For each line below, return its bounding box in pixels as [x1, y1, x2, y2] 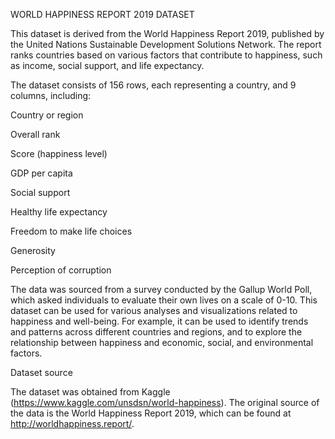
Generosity [10, 245, 56, 256]
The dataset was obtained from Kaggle [10, 386, 171, 398]
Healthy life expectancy [10, 206, 108, 218]
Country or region [10, 109, 84, 121]
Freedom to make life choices [10, 225, 133, 237]
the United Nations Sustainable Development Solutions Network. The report [10, 39, 322, 50]
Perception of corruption [10, 264, 112, 276]
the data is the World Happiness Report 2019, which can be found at [10, 407, 292, 419]
